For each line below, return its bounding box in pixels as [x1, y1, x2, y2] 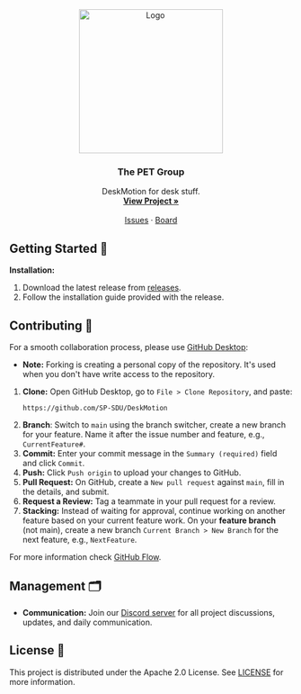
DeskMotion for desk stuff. [102, 186, 200, 197]
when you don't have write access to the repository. [22, 368, 216, 379]
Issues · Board [124, 215, 178, 226]
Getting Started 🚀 [9, 240, 109, 256]
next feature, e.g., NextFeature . [22, 534, 137, 545]
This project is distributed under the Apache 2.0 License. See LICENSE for [9, 666, 284, 678]
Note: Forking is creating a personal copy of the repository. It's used [22, 359, 277, 370]
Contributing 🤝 [9, 318, 93, 333]
